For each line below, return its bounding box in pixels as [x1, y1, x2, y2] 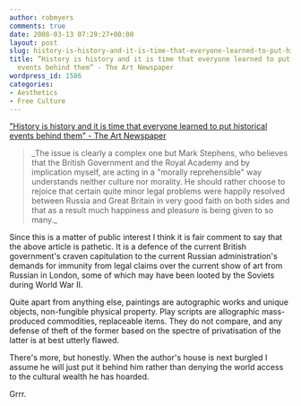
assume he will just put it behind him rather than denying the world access [9, 362, 284, 373]
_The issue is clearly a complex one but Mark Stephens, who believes [30, 148, 288, 159]
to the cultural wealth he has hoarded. [9, 371, 150, 382]
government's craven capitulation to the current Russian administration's [9, 251, 278, 262]
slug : [9, 47, 30, 56]
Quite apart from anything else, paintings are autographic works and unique [9, 297, 289, 307]
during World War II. [9, 280, 83, 290]
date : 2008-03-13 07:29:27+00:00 [9, 30, 134, 39]
